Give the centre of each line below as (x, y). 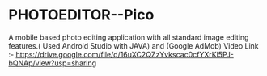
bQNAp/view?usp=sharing (53, 63)
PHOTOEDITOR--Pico (81, 15)
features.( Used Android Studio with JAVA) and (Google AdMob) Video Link (133, 45)
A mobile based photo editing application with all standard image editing (129, 37)
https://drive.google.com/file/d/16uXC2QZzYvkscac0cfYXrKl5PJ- (125, 54)
